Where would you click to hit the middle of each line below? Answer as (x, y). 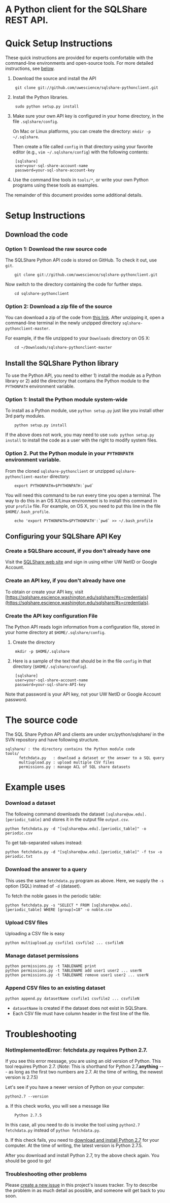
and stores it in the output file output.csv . (86, 820)
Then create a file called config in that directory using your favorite (83, 147)
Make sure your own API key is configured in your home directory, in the (88, 116)
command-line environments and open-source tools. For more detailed (79, 63)
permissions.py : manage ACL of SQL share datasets (74, 767)
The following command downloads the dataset (55, 814)
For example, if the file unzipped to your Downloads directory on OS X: (78, 338)
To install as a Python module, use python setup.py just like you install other (84, 411)
